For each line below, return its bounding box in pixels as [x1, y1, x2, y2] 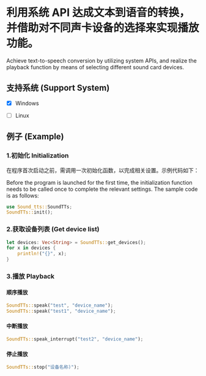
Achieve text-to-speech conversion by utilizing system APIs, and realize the [6, 56, 197, 64]
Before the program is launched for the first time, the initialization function [6, 178, 193, 186]
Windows [15, 99, 39, 107]
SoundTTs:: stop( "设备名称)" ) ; [6, 364, 79, 370]
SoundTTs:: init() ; [6, 209, 53, 215]
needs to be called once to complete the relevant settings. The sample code [6, 185, 198, 193]
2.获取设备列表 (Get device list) [6, 225, 100, 234]
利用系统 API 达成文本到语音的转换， [6, 6, 191, 20]
